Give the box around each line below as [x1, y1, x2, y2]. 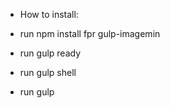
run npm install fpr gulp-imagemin [19, 28, 161, 39]
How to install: [19, 9, 79, 20]
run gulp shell [19, 67, 77, 78]
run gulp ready [19, 47, 82, 59]
